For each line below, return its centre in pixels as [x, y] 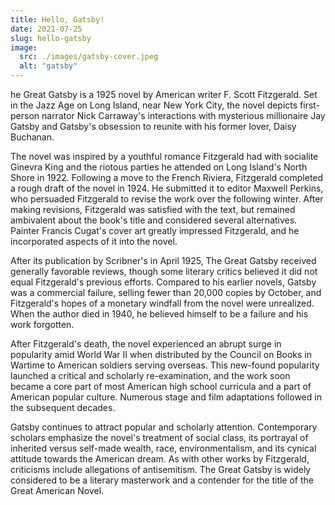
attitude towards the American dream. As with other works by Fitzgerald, [160, 459]
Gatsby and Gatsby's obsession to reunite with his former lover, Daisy [153, 126]
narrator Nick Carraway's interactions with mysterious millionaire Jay [183, 115]
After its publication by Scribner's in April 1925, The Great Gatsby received [163, 260]
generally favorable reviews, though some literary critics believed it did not [164, 271]
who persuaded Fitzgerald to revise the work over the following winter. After [167, 199]
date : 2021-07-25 [46, 29]
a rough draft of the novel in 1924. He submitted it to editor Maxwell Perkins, [167, 188]
